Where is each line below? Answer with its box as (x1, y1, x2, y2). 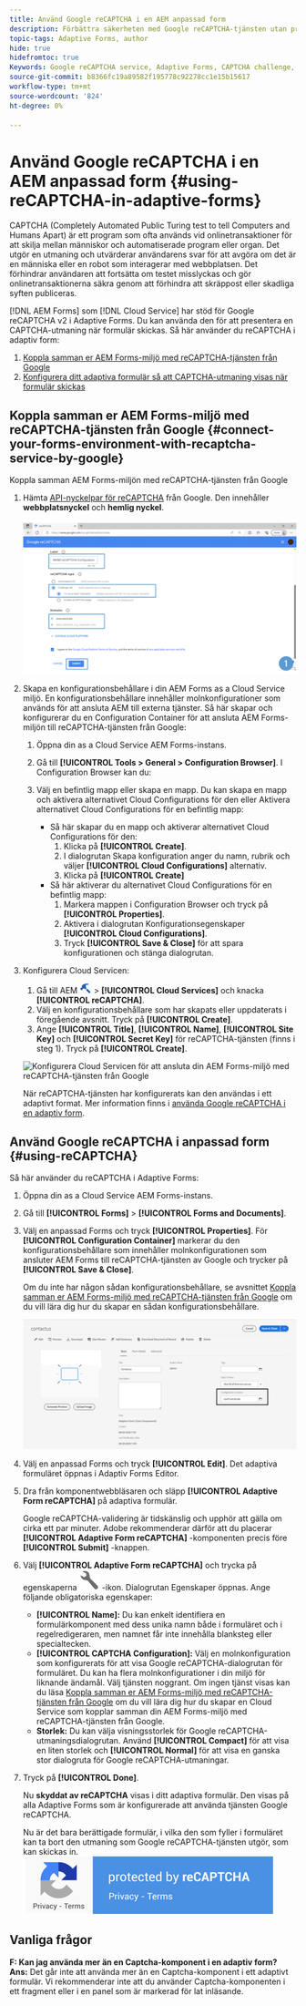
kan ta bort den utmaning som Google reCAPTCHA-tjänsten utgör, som (22, 1836, 289, 1847)
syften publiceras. (9, 288, 77, 299)
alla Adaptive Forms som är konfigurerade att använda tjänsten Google (22, 1799, 289, 1810)
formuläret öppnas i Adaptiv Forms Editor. (22, 1467, 179, 1478)
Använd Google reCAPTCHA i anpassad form (9, 1134, 270, 1149)
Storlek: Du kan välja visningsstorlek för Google (36, 1725, 217, 1736)
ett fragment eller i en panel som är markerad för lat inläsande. (9, 1985, 244, 1996)
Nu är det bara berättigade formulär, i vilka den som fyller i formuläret (22, 1826, 284, 1837)
